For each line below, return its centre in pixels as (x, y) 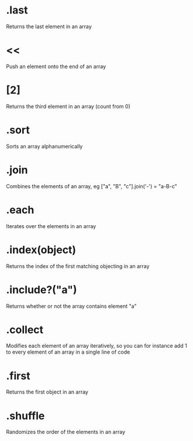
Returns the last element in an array (49, 26)
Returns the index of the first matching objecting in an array (78, 266)
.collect (25, 330)
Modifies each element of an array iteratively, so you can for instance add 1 (96, 346)
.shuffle (25, 415)
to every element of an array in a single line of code (68, 352)
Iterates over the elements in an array (51, 226)
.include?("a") (42, 289)
